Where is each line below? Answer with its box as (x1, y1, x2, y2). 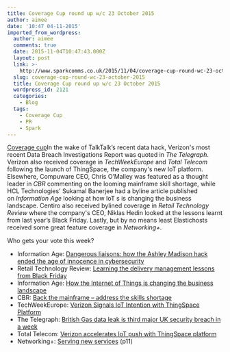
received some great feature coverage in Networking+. (7, 223, 162, 231)
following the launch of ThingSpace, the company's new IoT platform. (7, 165, 203, 173)
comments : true (13, 42, 57, 49)
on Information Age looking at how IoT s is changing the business (7, 194, 192, 203)
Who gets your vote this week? (7, 237, 94, 245)
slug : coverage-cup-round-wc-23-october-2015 (13, 73, 146, 81)
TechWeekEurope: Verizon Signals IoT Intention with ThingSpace (16, 301, 200, 309)
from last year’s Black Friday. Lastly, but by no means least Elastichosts (7, 216, 208, 225)
